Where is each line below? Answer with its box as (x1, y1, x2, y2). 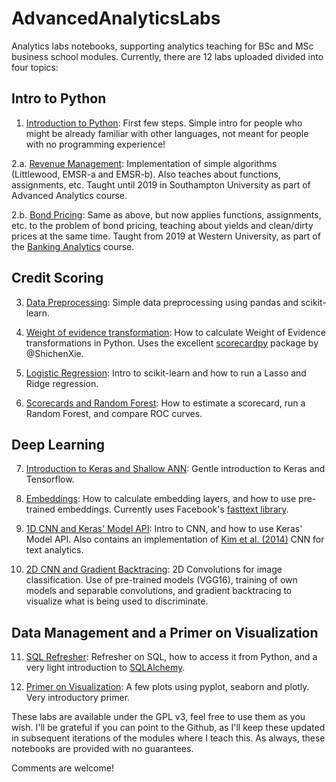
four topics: (11, 61, 59, 73)
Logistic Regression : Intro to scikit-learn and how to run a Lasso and (25, 367, 307, 379)
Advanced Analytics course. (11, 189, 128, 201)
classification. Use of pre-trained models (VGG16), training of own (25, 574, 298, 586)
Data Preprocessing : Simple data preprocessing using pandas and (25, 296, 299, 308)
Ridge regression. (25, 377, 99, 389)
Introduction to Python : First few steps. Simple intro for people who (25, 117, 303, 129)
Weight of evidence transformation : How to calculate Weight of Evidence (25, 326, 326, 338)
